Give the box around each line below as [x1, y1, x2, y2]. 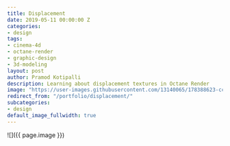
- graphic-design [7, 55, 57, 62]
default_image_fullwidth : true [7, 112, 97, 119]
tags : [7, 36, 23, 42]
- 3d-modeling [7, 61, 48, 68]
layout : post [7, 67, 44, 74]
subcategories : [7, 99, 51, 106]
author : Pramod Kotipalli [7, 73, 81, 81]
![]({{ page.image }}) [7, 131, 65, 139]
